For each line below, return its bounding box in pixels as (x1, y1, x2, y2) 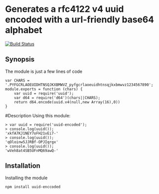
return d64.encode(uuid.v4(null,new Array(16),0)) (14, 99, 120, 104)
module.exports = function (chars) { (5, 87, 83, 92)
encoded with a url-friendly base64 (5, 14, 155, 25)
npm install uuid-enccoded (5, 184, 61, 189)
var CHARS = (5, 78, 30, 83)
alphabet (5, 25, 42, 36)
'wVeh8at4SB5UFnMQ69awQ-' (5, 148, 58, 153)
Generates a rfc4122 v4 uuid (5, 3, 124, 15)
